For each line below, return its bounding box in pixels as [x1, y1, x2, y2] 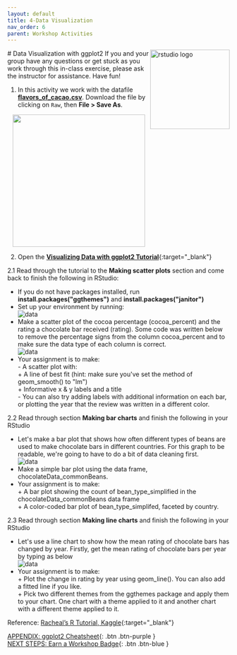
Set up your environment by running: [17, 303, 125, 311]
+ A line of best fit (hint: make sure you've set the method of [17, 370, 193, 378]
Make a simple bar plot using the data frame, [17, 465, 148, 474]
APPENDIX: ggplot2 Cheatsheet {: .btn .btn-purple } [7, 632, 156, 641]
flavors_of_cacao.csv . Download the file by [17, 93, 146, 102]
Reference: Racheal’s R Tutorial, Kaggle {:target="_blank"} [7, 618, 174, 627]
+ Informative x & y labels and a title [17, 385, 122, 394]
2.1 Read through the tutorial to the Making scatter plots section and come [7, 266, 224, 275]
